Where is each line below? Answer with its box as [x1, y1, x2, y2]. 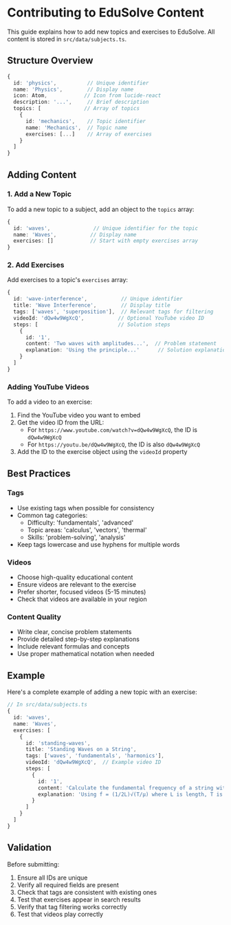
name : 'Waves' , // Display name [13, 231, 137, 238]
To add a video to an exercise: [7, 398, 93, 406]
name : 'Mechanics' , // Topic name [25, 124, 128, 131]
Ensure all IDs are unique [16, 873, 88, 882]
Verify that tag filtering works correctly [16, 902, 127, 911]
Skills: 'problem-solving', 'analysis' [27, 533, 126, 541]
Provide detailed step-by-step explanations [16, 635, 140, 644]
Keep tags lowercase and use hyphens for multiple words [16, 540, 180, 548]
